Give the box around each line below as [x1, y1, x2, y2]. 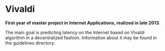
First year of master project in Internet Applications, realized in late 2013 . [5, 20, 160, 26]
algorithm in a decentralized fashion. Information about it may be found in [5, 35, 157, 41]
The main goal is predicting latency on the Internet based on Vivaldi [5, 29, 145, 35]
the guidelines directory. [5, 40, 56, 46]
